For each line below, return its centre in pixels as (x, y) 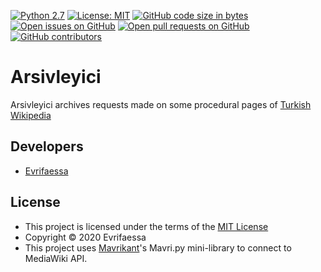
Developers (47, 146)
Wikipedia (31, 115)
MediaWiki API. (56, 258)
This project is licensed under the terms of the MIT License (146, 226)
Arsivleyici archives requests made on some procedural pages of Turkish (161, 104)
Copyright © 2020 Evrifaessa (85, 237)
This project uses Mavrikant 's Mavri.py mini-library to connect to (158, 247)
